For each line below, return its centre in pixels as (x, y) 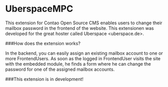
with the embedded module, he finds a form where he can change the (78, 64)
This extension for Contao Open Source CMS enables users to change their (84, 23)
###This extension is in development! (44, 79)
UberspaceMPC (39, 9)
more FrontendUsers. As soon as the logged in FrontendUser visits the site (83, 58)
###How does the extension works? (43, 43)
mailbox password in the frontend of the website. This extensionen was (80, 28)
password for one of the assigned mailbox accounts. (60, 69)
